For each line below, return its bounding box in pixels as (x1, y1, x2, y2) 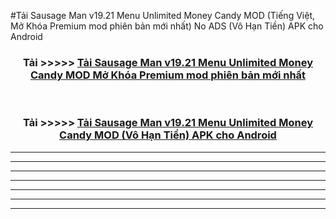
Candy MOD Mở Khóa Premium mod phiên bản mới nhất (29, 68, 307, 82)
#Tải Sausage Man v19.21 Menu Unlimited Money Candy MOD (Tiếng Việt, (10, 10, 315, 21)
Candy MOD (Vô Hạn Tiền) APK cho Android (59, 128, 277, 142)
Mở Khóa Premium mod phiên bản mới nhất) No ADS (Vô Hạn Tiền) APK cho (10, 20, 324, 32)
